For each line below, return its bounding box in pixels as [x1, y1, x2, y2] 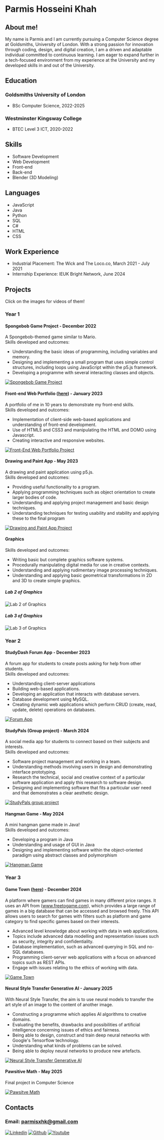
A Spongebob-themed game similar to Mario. [5, 334, 97, 340]
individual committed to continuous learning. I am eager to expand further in [5, 52, 159, 58]
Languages [5, 189, 40, 197]
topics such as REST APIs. [12, 959, 66, 965]
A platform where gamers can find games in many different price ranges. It [5, 897, 156, 903]
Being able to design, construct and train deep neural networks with [12, 1032, 150, 1038]
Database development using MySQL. [12, 696, 89, 702]
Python [12, 212, 27, 218]
